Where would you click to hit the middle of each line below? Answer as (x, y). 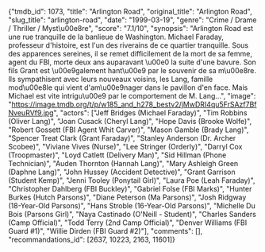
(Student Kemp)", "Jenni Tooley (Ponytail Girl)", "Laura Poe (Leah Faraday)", (132, 180)
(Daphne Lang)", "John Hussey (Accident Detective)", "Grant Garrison (122, 172)
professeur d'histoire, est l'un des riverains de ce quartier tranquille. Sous (128, 45)
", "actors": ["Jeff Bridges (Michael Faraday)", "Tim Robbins (150, 113)
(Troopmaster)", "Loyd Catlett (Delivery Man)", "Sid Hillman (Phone (117, 155)
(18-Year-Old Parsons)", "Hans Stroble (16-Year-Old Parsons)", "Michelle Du (132, 205)
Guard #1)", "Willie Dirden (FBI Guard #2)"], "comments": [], (106, 231)
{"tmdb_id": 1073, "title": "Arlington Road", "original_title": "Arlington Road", (130, 12)
